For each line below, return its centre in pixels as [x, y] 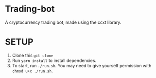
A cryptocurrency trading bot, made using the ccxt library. [63, 22]
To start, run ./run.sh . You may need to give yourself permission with [82, 65]
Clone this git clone [33, 55]
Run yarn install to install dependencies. [54, 60]
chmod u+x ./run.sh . [32, 71]
